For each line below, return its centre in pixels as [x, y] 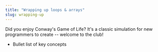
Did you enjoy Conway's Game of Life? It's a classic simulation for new [79, 29]
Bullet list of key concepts [39, 44]
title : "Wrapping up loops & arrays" [45, 10]
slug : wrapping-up [25, 15]
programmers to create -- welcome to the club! [54, 34]
